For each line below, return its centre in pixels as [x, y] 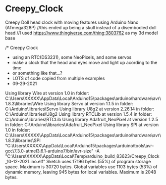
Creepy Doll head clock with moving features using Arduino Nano [72, 22]
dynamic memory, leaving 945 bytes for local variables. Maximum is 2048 [81, 172]
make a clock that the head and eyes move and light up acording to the [85, 62]
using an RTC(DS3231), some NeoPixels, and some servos [72, 57]
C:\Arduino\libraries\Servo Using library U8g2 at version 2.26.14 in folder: [80, 109]
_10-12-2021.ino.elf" [25, 161]
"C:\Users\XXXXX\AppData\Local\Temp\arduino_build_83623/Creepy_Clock [82, 156]
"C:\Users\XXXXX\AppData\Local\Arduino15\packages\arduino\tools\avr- [80, 145]
